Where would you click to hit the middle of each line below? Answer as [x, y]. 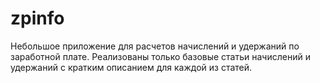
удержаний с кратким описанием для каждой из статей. [131, 67]
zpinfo [37, 18]
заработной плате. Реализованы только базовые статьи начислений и [160, 56]
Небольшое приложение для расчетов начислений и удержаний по [155, 46]
